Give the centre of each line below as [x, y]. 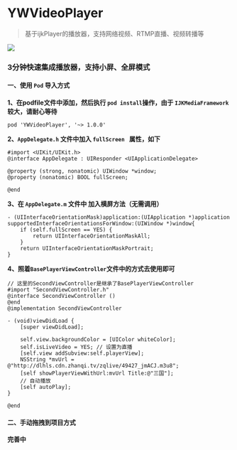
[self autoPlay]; [46, 387]
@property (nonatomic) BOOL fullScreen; [68, 178]
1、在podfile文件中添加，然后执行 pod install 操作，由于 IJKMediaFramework [118, 103]
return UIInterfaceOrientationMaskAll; [92, 236]
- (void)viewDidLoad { [41, 321]
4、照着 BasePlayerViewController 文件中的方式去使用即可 [91, 269]
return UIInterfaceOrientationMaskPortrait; [87, 249]
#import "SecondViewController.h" [59, 290]
